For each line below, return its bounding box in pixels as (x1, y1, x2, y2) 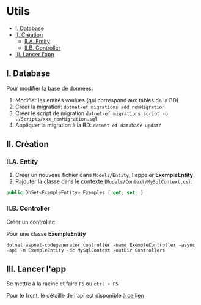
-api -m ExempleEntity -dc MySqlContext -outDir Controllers (6, 247, 166, 254)
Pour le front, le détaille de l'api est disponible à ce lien (6, 292, 144, 299)
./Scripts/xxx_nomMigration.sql (15, 116, 98, 122)
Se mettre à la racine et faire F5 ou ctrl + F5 (6, 280, 119, 287)
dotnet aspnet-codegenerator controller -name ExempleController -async (6, 242, 196, 248)
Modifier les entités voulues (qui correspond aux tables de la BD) (15, 96, 179, 104)
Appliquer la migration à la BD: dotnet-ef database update (15, 121, 162, 129)
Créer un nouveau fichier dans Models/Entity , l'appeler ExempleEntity (15, 171, 194, 179)
